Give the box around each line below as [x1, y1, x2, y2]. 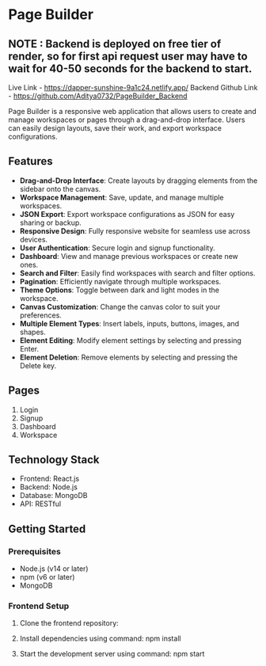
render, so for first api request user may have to [8, 49, 248, 63]
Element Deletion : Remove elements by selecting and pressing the [19, 352, 238, 362]
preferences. [19, 310, 62, 320]
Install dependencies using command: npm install [19, 634, 181, 643]
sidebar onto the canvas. [19, 184, 101, 193]
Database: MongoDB [19, 491, 88, 500]
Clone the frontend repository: [19, 618, 119, 628]
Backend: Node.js [19, 482, 78, 492]
